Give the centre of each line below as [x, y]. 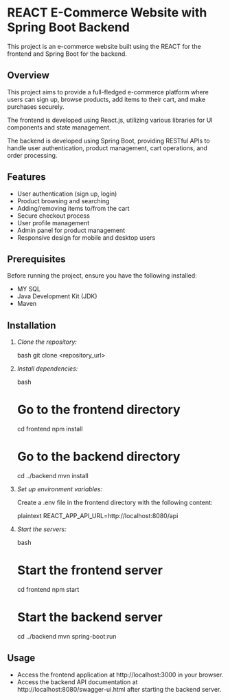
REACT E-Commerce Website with [107, 13]
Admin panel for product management [71, 230]
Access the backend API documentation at [77, 682]
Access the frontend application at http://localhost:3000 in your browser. [120, 675]
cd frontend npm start [48, 589]
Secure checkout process [54, 216]
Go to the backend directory [99, 457]
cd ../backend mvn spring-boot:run [67, 636]
